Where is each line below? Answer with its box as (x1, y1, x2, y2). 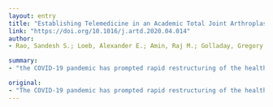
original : (8, 79, 42, 87)
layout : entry (8, 11, 57, 20)
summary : (8, 57, 38, 65)
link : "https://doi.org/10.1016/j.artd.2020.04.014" (8, 27, 191, 35)
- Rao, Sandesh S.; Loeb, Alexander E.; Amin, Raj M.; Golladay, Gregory (8, 42, 264, 50)
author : (8, 34, 35, 43)
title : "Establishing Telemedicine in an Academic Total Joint (8, 19, 227, 28)
